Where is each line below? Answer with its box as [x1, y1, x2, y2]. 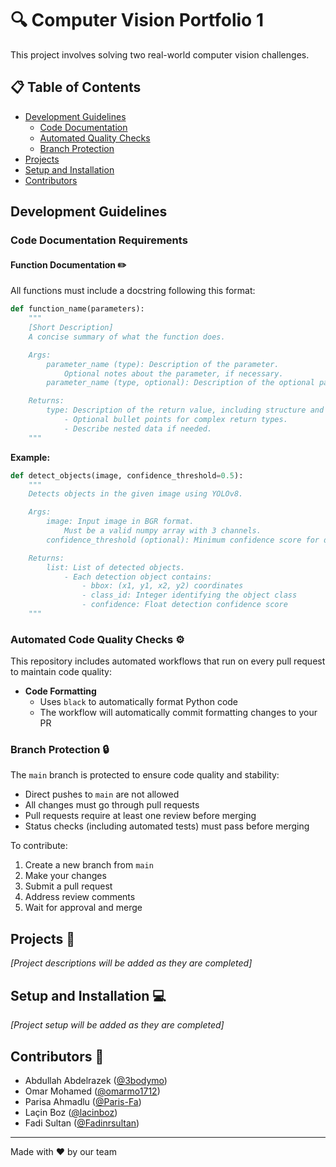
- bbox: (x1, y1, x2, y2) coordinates [81, 581, 244, 591]
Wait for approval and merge [24, 902, 143, 914]
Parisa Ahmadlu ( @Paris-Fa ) [24, 1095, 142, 1107]
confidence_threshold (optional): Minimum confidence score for [46, 535, 320, 545]
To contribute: [10, 840, 68, 852]
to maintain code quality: [10, 666, 112, 678]
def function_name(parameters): [10, 304, 145, 314]
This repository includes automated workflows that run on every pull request [10, 655, 326, 667]
